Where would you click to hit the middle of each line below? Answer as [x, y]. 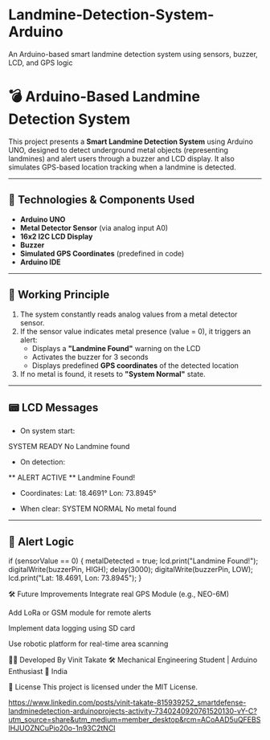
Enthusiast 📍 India [38, 672]
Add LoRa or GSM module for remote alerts [80, 613]
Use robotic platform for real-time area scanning [88, 644]
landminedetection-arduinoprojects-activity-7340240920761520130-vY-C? [133, 711]
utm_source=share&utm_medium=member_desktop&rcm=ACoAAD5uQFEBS [135, 720]
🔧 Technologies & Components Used [102, 200]
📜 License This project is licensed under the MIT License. [103, 687]
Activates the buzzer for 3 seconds [90, 357]
